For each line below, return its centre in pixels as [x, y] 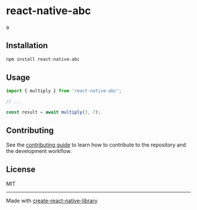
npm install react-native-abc [43, 59]
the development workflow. [39, 151]
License [21, 170]
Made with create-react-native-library [52, 201]
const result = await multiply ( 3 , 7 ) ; [53, 112]
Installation [27, 46]
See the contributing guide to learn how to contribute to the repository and [96, 145]
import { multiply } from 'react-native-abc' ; [64, 91]
